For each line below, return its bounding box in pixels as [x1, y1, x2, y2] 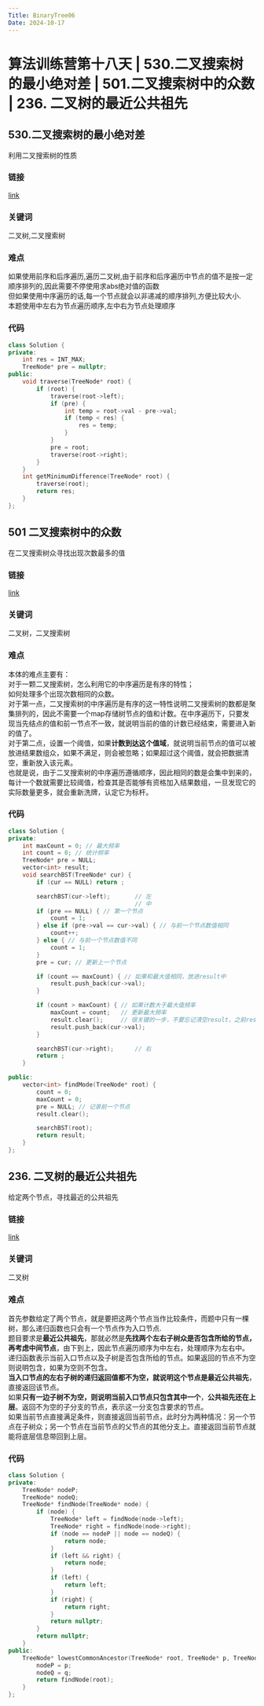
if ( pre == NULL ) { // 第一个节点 [36, 907, 144, 915]
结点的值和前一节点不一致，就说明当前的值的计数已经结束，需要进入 [28, 719, 249, 728]
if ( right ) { [49, 1595, 93, 1604]
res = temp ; [78, 421, 118, 429]
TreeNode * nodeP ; [22, 1486, 79, 1494]
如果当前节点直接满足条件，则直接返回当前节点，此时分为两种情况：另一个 [8, 1412, 249, 1421]
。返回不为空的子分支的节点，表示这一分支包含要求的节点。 [15, 1402, 208, 1411]
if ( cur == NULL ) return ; [36, 878, 125, 886]
